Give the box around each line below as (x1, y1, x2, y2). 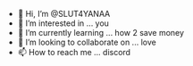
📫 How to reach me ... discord (17, 47, 131, 57)
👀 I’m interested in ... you (17, 18, 110, 29)
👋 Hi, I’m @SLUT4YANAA (17, 9, 111, 19)
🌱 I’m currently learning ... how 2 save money (17, 28, 185, 37)
